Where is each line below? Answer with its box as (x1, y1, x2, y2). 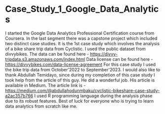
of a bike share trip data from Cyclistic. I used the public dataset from (5, 46, 146, 52)
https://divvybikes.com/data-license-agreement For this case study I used (5, 61, 156, 67)
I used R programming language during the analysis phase (34, 92, 153, 99)
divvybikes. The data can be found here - (5, 51, 89, 57)
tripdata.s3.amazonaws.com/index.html (5, 56, 85, 62)
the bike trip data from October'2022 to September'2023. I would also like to (5, 66, 161, 72)
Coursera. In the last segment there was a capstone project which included (5, 35, 158, 41)
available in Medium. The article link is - (5, 82, 86, 88)
